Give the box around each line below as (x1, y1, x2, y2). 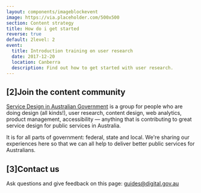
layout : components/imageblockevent (6, 8, 98, 15)
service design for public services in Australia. (6, 122, 122, 129)
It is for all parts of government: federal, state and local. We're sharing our (6, 133, 190, 141)
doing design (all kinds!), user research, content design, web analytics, (6, 109, 182, 117)
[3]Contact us (6, 164, 60, 174)
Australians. (6, 147, 36, 154)
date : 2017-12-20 (11, 54, 55, 60)
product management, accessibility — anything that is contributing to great (6, 115, 192, 123)
